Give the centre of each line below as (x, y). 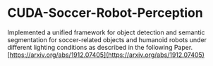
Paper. (183, 47)
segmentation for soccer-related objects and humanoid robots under (107, 39)
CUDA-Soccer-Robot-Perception (105, 13)
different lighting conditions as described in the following (90, 47)
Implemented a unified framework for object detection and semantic (107, 32)
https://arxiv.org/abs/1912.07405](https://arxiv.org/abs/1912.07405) (107, 55)
